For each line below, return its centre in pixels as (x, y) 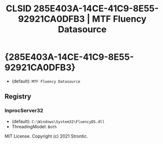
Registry (18, 97)
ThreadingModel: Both (34, 126)
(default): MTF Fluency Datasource (46, 81)
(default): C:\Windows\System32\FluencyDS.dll (58, 121)
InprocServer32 (24, 111)
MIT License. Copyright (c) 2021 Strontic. (46, 136)
